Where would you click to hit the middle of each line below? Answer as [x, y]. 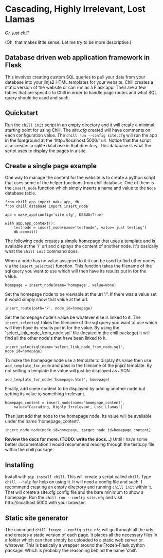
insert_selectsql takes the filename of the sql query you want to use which [81, 323]
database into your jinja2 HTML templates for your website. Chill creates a [79, 82]
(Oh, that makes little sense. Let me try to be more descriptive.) [68, 42]
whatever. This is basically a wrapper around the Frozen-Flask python [75, 545]
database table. [21, 193]
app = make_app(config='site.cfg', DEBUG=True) [54, 215]
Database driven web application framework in [77, 58]
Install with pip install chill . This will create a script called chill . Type [78, 477]
